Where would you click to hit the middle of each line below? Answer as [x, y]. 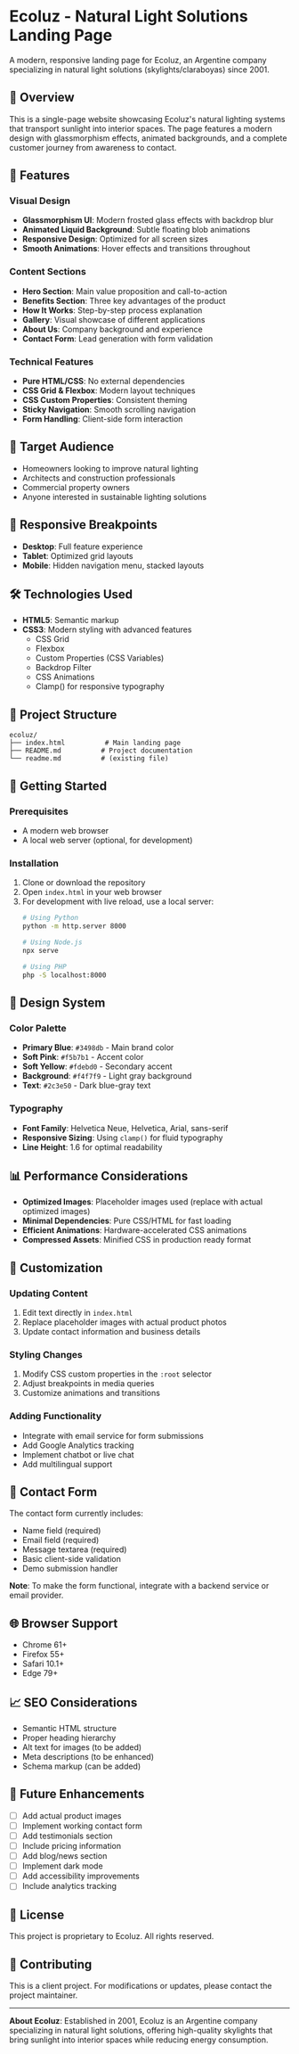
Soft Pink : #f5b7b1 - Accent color [83, 1057]
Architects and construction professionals [99, 478]
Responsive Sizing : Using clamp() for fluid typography [122, 1138]
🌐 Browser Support [64, 1623]
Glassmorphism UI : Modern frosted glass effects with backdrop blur [148, 220]
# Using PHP [44, 966]
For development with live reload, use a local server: [118, 901]
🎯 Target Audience [62, 447]
